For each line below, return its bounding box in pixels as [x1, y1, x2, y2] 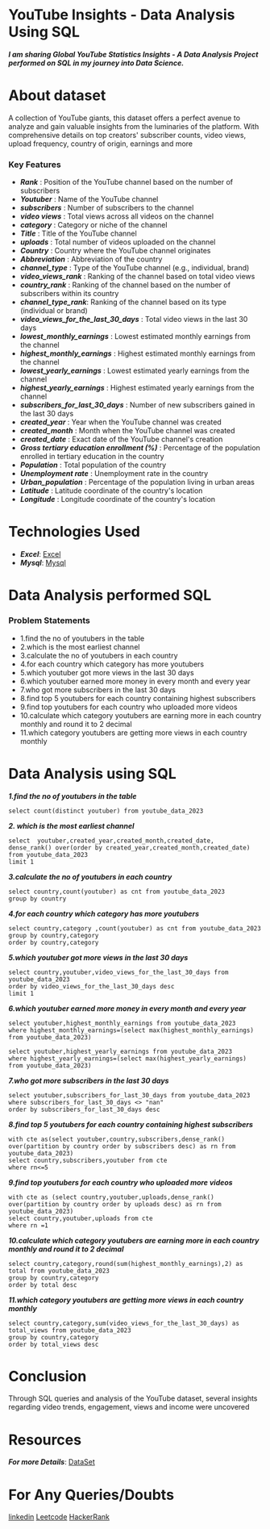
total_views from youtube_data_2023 [8, 1326, 131, 1335]
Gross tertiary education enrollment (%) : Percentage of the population [19, 443, 260, 453]
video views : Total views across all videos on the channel [19, 211, 214, 221]
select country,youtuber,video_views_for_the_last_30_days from [8, 968, 229, 976]
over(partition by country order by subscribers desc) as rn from [8, 1142, 236, 1151]
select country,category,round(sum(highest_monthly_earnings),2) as [8, 1260, 243, 1268]
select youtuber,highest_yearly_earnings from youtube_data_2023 [8, 1047, 232, 1055]
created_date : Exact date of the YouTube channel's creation [19, 434, 223, 445]
